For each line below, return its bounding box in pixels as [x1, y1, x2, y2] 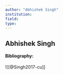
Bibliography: [5, 53, 34, 59]
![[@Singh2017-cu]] [5, 64, 46, 70]
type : [5, 21, 16, 26]
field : [5, 16, 19, 21]
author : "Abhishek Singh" [5, 7, 59, 12]
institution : [5, 12, 32, 17]
